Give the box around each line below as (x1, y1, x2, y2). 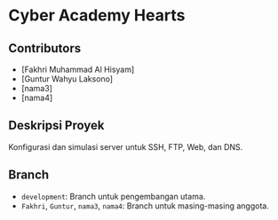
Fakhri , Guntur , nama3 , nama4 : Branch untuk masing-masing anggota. (20, 200, 270, 211)
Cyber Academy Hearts (8, 5, 186, 26)
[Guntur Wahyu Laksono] (20, 74, 113, 84)
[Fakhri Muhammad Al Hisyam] (20, 64, 135, 75)
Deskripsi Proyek (8, 118, 105, 133)
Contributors (8, 41, 82, 56)
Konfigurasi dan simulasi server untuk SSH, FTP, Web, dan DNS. (8, 141, 243, 152)
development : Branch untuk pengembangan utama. (20, 191, 206, 201)
